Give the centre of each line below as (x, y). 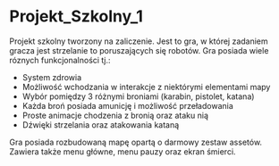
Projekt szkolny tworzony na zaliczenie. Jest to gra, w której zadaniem (139, 41)
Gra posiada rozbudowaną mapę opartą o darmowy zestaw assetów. (135, 142)
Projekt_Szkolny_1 (76, 17)
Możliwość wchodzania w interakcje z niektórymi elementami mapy (146, 87)
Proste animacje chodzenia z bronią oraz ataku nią (115, 115)
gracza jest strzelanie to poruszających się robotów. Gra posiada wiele (139, 50)
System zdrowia (52, 77)
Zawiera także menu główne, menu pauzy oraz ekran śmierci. (123, 151)
